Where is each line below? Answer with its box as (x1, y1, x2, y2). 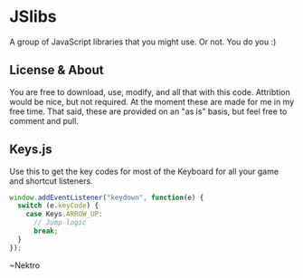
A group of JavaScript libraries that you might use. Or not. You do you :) (9, 36, 277, 47)
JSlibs (9, 6, 57, 27)
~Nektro (9, 260, 41, 271)
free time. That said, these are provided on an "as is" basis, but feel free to (9, 106, 288, 117)
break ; (33, 226, 59, 236)
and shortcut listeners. (9, 175, 93, 187)
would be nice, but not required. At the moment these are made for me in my (9, 96, 295, 107)
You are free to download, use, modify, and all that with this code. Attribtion (9, 86, 291, 97)
